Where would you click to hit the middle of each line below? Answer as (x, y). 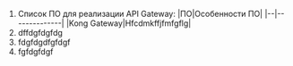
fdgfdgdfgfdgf (44, 42)
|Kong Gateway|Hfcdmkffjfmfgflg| (129, 23)
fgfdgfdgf (35, 52)
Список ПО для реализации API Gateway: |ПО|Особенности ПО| (140, 14)
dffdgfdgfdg (40, 33)
